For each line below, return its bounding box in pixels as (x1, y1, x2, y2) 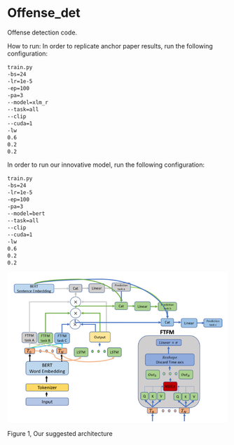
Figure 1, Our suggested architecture (7, 430, 113, 438)
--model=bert (7, 209, 46, 217)
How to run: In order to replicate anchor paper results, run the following (7, 41, 214, 50)
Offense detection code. (7, 28, 78, 37)
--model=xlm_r (7, 98, 49, 106)
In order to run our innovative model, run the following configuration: (7, 160, 205, 169)
